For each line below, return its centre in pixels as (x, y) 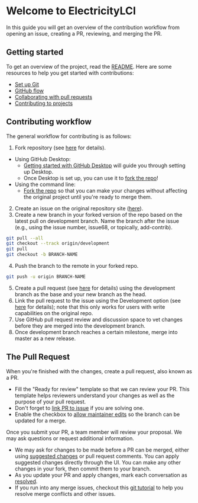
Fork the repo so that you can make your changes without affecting (105, 190)
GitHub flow (29, 91)
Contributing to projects (43, 103)
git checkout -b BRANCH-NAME (42, 255)
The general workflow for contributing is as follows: (69, 136)
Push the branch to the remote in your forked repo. (77, 266)
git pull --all (25, 238)
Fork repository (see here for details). (60, 148)
